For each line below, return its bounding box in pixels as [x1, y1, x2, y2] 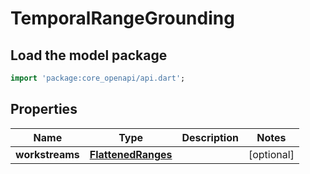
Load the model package [10, 47, 168, 64]
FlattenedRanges [89, 147, 173, 161]
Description [181, 130, 239, 144]
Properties [10, 101, 78, 118]
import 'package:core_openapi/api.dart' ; [10, 73, 186, 83]
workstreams [15, 147, 80, 161]
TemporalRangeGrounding [10, 7, 235, 30]
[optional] [248, 147, 295, 161]
